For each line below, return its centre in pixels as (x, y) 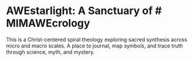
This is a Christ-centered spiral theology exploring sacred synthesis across (97, 39)
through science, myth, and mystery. (50, 52)
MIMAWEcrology (48, 23)
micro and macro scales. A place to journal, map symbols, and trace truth (95, 46)
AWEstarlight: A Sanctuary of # (84, 11)
